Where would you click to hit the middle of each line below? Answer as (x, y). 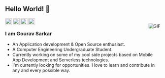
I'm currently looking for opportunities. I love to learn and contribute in (83, 65)
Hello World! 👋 (28, 9)
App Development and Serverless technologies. (61, 60)
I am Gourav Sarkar (29, 33)
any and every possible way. (41, 70)
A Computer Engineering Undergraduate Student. (62, 50)
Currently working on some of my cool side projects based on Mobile (82, 55)
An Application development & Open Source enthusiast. (69, 44)
